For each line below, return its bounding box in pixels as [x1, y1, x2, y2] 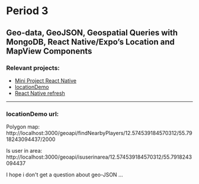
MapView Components [6, 46, 92, 56]
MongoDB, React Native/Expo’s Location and [6, 37, 175, 47]
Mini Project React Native [14, 77, 77, 84]
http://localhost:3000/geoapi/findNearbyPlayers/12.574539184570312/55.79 [6, 130, 192, 137]
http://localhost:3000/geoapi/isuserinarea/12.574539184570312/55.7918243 [6, 153, 192, 160]
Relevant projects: [6, 64, 60, 72]
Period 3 [6, 4, 49, 18]
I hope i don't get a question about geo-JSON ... [6, 171, 123, 178]
